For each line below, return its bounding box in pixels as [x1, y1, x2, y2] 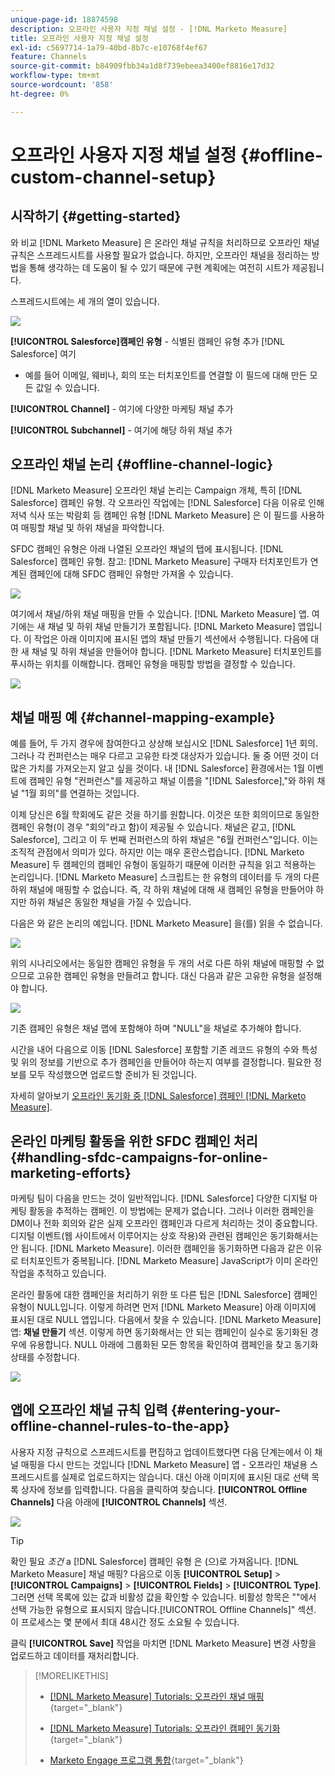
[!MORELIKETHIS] [34, 1669, 109, 1681]
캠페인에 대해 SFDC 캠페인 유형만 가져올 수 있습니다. [28, 568, 234, 580]
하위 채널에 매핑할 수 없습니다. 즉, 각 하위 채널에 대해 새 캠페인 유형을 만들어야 [10, 884, 314, 896]
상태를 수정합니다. [10, 1351, 81, 1363]
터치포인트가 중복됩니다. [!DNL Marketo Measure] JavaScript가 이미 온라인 [20, 1255, 319, 1267]
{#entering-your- [170, 1402, 282, 1419]
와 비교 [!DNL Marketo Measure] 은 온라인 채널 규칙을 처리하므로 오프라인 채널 [10, 236, 320, 248]
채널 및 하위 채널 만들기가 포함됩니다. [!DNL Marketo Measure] [47, 621, 296, 633]
